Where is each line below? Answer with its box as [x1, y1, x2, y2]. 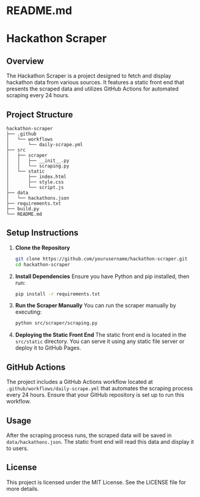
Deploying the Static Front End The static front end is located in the [15, 331, 187, 339]
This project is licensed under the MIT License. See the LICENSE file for [6, 478, 187, 486]
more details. [6, 485, 40, 492]
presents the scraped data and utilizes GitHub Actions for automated [6, 85, 179, 92]
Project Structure [6, 109, 73, 120]
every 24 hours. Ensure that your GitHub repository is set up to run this [6, 391, 185, 399]
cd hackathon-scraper [15, 261, 70, 268]
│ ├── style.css [6, 179, 64, 185]
